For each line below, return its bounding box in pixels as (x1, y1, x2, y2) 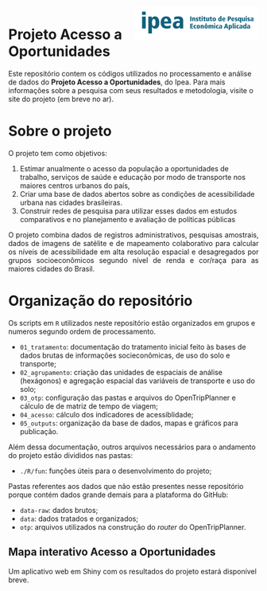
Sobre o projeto (8, 122, 112, 140)
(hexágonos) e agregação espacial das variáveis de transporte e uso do (19, 376, 256, 386)
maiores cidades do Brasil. (8, 264, 95, 273)
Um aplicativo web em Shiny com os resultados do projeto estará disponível (8, 566, 257, 576)
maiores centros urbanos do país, (19, 181, 130, 190)
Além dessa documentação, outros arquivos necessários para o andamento (8, 442, 256, 452)
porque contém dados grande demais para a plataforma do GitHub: (8, 490, 229, 499)
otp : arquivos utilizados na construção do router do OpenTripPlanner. (19, 522, 246, 531)
